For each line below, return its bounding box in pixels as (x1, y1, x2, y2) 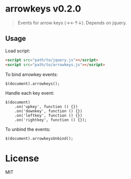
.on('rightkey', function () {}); (14, 117, 87, 123)
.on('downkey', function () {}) (14, 108, 82, 113)
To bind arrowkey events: (5, 71, 58, 77)
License (5, 152, 39, 164)
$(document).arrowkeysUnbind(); (5, 136, 73, 141)
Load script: (5, 47, 30, 53)
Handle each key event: (5, 90, 55, 96)
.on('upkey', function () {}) (14, 104, 78, 109)
